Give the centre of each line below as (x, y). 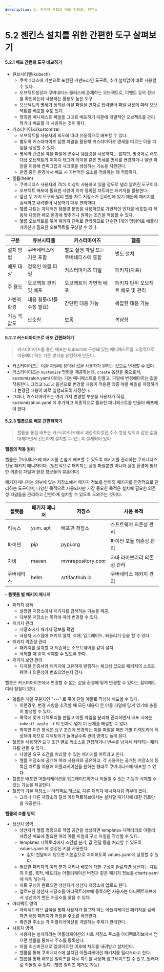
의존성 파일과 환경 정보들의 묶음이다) (45, 472)
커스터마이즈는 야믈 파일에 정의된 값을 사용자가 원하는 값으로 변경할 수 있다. (84, 366)
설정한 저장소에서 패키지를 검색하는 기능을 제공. (64, 611)
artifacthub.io (76, 577)
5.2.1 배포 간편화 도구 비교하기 (34, 62)
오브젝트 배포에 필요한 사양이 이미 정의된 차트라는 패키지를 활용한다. (84, 190)
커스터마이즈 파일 (83, 270)
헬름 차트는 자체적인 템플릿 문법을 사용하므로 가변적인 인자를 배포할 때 (86, 209)
